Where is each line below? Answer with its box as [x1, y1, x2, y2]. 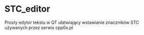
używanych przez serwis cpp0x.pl [4, 24, 73, 30]
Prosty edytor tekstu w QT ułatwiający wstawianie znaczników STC [4, 19, 139, 25]
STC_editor [4, 3, 51, 15]
